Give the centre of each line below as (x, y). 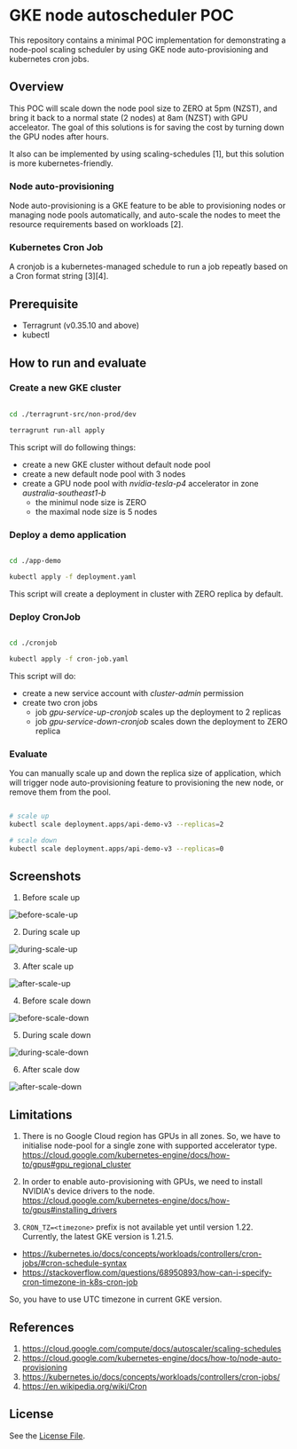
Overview (37, 87)
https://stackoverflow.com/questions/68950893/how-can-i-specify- (147, 1273)
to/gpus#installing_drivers (70, 1210)
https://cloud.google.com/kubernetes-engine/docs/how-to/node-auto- (152, 1358)
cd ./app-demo (35, 560)
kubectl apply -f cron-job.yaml (69, 659)
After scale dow (51, 1070)
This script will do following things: (73, 447)
